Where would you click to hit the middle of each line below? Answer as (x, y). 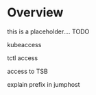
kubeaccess (24, 44)
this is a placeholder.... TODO (48, 31)
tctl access (23, 58)
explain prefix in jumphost (44, 84)
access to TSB (27, 71)
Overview (35, 13)
